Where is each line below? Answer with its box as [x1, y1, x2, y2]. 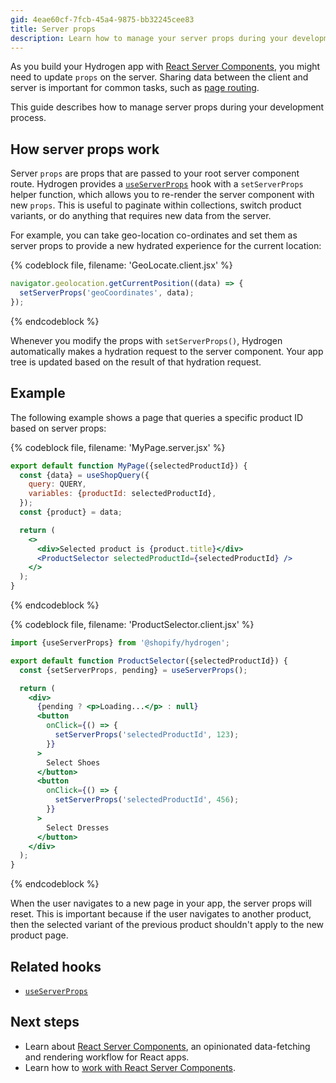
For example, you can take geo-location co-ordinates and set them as [10, 229, 298, 241]
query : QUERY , [28, 479, 87, 490]
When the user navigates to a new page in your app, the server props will [10, 897, 312, 910]
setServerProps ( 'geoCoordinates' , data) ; [19, 288, 195, 298]
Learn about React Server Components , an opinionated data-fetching [24, 1040, 311, 1052]
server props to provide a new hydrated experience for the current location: [10, 240, 322, 252]
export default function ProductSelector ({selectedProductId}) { [10, 656, 288, 666]
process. [10, 112, 47, 124]
